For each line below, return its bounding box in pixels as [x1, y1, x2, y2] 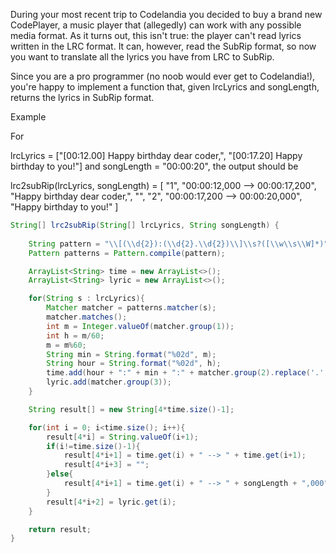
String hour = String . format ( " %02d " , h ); [46, 359, 222, 369]
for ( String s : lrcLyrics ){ [28, 294, 145, 304]
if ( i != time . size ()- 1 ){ [46, 441, 141, 451]
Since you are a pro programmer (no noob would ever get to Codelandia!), [10, 70, 316, 82]
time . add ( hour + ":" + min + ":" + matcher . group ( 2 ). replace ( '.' [46, 368, 325, 378]
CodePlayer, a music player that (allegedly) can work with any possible [10, 19, 302, 31]
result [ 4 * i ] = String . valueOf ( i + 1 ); [46, 432, 199, 442]
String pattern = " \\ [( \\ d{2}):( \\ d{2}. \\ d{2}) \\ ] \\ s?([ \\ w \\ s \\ [28, 239, 307, 249]
